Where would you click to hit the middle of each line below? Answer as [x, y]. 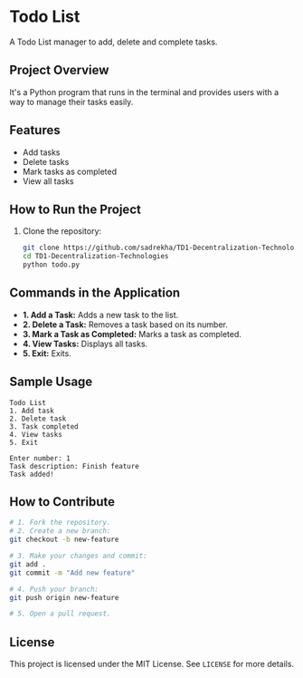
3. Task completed [44, 426]
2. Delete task [38, 419]
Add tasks [41, 152]
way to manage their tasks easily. [71, 102]
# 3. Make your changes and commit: [78, 556]
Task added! [32, 474]
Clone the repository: [62, 231]
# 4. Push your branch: [54, 589]
